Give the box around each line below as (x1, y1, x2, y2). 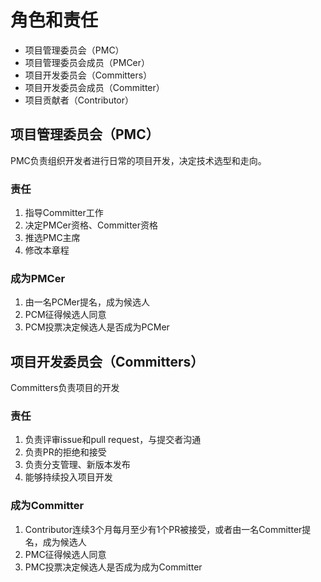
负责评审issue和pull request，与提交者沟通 (24, 434, 202, 446)
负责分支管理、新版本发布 (24, 459, 131, 471)
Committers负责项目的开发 (10, 382, 120, 394)
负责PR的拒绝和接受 (24, 446, 107, 458)
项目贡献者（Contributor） (24, 94, 135, 106)
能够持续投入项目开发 (24, 471, 113, 483)
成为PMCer (10, 271, 66, 285)
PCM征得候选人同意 (24, 309, 107, 321)
